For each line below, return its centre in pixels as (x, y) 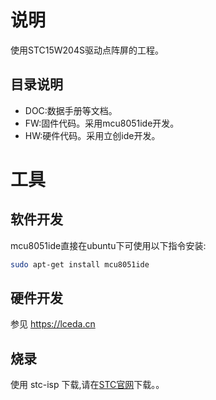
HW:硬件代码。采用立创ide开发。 (92, 135)
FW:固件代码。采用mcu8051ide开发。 (102, 123)
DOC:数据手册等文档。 (71, 110)
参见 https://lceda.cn (53, 324)
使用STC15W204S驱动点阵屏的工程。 (87, 50)
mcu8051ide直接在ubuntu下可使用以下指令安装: (108, 245)
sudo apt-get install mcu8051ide (80, 264)
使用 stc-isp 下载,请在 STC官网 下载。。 (87, 385)
